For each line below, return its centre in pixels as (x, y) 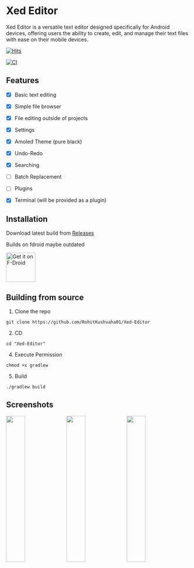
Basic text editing (35, 94)
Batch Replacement (38, 177)
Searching (27, 165)
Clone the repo (32, 311)
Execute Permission (38, 355)
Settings (25, 129)
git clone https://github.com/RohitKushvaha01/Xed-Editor (78, 322)
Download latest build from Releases (50, 233)
